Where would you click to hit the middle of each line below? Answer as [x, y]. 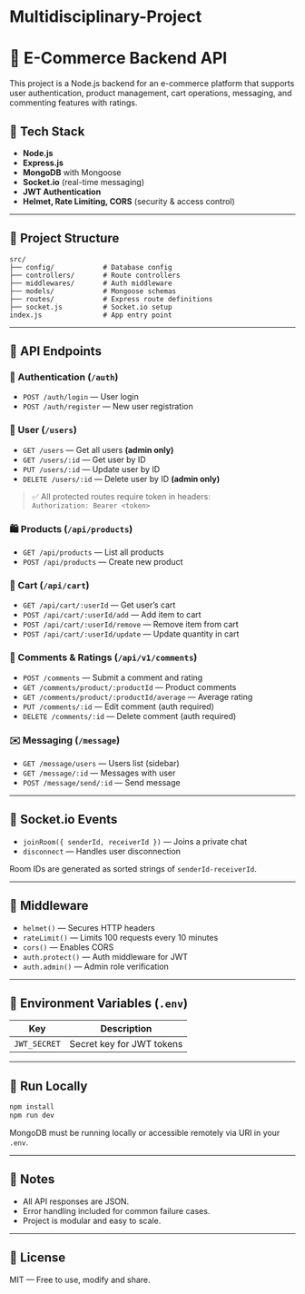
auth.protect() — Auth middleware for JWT [105, 956]
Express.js [43, 163]
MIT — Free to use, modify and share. [80, 1279]
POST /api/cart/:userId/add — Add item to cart [112, 615]
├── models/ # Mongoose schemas [93, 291]
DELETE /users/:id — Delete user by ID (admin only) [121, 479]
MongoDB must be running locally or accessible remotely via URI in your [145, 1132]
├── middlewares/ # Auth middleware [91, 283]
